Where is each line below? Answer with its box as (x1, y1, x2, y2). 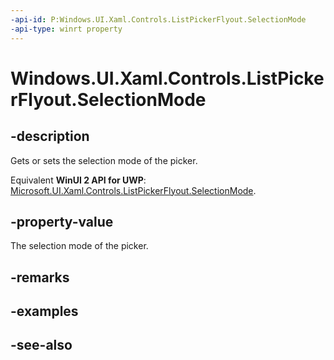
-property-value (10, 213, 114, 230)
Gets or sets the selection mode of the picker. (10, 154, 198, 166)
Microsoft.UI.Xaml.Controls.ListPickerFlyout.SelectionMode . (10, 184, 257, 196)
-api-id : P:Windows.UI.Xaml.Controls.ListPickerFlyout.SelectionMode (10, 14, 307, 25)
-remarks (10, 269, 70, 286)
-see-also (10, 337, 73, 354)
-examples (10, 303, 79, 320)
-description (10, 128, 90, 145)
